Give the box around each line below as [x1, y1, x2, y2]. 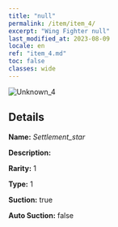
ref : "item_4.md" [8, 49, 67, 58]
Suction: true [8, 195, 53, 204]
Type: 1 [8, 179, 34, 189]
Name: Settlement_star [8, 131, 86, 142]
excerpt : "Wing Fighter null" [8, 27, 111, 35]
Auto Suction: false [8, 210, 74, 220]
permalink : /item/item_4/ [8, 19, 95, 28]
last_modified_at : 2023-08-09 [8, 34, 111, 43]
